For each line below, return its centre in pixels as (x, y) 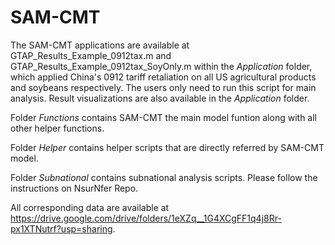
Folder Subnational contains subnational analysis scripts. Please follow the (164, 177)
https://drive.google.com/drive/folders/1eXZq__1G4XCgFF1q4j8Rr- (146, 218)
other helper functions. (57, 128)
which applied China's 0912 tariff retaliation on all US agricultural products (163, 77)
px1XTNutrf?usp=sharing (61, 228)
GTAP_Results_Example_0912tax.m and (91, 55)
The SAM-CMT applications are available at (100, 45)
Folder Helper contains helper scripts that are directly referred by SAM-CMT (167, 147)
